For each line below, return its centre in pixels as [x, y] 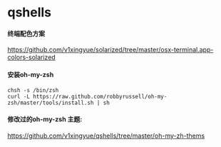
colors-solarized [31, 57]
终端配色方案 [26, 34]
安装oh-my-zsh [31, 74]
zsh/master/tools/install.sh [51, 103]
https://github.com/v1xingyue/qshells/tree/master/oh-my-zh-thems [106, 136]
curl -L [19, 96]
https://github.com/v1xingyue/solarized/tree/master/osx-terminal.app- [110, 50]
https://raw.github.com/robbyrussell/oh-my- [100, 96]
